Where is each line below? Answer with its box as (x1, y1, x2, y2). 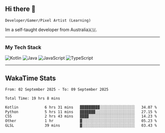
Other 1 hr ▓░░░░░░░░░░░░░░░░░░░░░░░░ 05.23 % (5, 119, 157, 124)
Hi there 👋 (5, 5, 36, 13)
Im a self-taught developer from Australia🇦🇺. (5, 27, 97, 33)
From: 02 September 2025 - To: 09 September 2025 (5, 87, 109, 92)
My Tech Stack (5, 44, 42, 51)
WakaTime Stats (5, 74, 56, 82)
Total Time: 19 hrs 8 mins (5, 96, 60, 101)
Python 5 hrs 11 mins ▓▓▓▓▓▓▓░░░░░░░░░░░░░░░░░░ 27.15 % (5, 109, 157, 114)
